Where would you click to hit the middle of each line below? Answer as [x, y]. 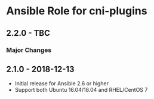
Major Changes [29, 50]
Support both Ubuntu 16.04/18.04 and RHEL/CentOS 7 [81, 90]
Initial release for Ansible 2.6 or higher [62, 83]
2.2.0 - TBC [28, 33]
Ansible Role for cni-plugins [77, 11]
